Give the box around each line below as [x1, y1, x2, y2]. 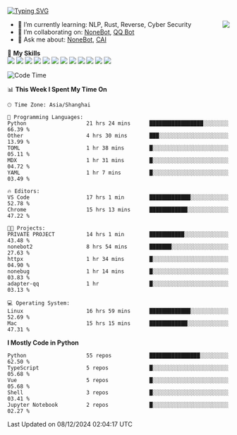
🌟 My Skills [7, 49, 41, 57]
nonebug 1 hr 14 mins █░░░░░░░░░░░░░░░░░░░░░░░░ [7, 268, 229, 275]
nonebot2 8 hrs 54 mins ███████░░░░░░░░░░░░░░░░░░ [7, 243, 229, 250]
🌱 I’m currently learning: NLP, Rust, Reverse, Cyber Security [17, 20, 192, 28]
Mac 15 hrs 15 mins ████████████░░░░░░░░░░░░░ [7, 320, 229, 327]
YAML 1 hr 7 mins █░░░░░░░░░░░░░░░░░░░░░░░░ [7, 169, 229, 176]
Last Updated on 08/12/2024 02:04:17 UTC [7, 420, 133, 428]
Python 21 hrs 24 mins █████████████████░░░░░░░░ [7, 120, 229, 127]
